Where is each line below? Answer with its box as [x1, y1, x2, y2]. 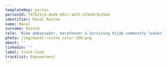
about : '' [5, 40, 26, 45]
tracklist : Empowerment [5, 54, 56, 59]
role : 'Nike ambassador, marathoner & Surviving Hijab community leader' [5, 31, 165, 36]
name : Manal [5, 21, 30, 27]
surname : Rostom [5, 26, 40, 31]
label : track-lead [5, 49, 44, 54]
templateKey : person [5, 7, 49, 13]
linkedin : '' [5, 45, 33, 50]
